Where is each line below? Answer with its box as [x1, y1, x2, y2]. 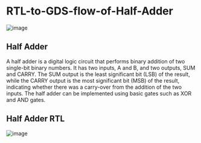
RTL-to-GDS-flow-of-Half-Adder [6, 4, 173, 18]
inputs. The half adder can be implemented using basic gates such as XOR [6, 89, 192, 97]
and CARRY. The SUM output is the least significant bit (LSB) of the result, [6, 71, 190, 78]
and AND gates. [6, 96, 46, 103]
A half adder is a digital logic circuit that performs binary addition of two [6, 57, 185, 65]
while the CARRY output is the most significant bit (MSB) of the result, [6, 77, 180, 84]
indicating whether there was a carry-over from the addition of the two [6, 83, 182, 91]
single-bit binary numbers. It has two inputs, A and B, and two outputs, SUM [6, 64, 196, 71]
